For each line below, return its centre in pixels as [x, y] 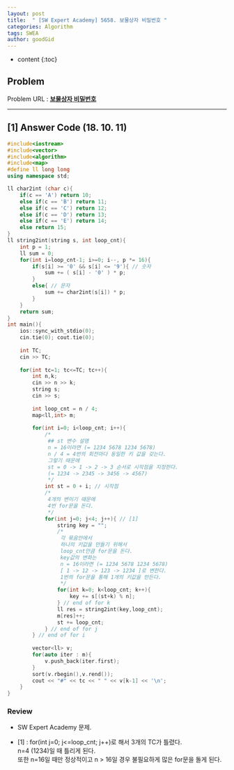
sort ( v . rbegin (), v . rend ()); [73, 674]
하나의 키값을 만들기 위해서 [94, 545]
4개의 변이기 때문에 [72, 499]
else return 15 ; [44, 228]
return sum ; [37, 312]
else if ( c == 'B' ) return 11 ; [64, 202]
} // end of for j [71, 629]
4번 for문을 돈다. [71, 505]
